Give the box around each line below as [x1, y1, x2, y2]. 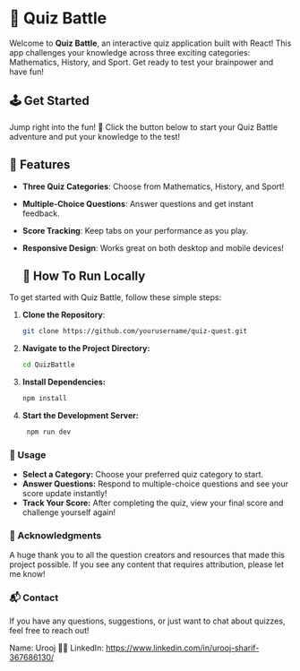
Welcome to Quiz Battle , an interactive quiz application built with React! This [9, 38, 292, 48]
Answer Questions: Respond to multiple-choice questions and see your [21, 478, 289, 489]
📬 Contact [9, 591, 59, 604]
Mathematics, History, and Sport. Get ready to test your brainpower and [9, 56, 274, 67]
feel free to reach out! [9, 624, 90, 635]
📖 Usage [9, 448, 47, 460]
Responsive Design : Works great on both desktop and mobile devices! [21, 242, 285, 254]
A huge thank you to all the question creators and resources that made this [9, 550, 285, 561]
